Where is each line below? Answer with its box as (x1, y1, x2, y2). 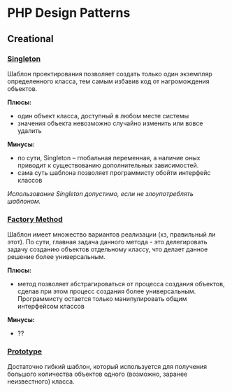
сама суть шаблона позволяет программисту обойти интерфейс (17, 168, 211, 176)
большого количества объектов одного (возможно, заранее (7, 370, 188, 379)
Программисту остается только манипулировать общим (17, 295, 187, 303)
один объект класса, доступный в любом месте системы (17, 111, 189, 120)
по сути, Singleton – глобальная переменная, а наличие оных (17, 153, 201, 162)
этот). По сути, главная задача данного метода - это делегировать (7, 238, 208, 246)
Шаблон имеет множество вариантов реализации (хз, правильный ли (7, 230, 216, 239)
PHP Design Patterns (7, 5, 131, 21)
